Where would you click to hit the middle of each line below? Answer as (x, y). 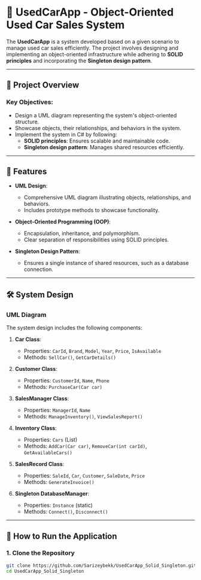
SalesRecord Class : (39, 464)
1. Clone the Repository (40, 553)
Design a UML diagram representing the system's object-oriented (96, 115)
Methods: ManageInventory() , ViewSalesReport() (83, 416)
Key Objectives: (30, 102)
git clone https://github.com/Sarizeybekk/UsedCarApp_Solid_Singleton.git (101, 566)
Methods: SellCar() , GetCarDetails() (70, 357)
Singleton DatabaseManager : (52, 494)
